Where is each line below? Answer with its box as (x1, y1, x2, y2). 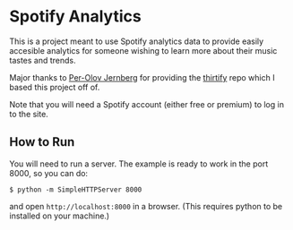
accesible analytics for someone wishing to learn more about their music (9, 45, 278, 55)
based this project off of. (9, 81, 100, 92)
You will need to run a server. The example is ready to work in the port (9, 158, 269, 169)
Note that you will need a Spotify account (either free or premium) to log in (9, 98, 285, 109)
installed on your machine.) (9, 210, 110, 221)
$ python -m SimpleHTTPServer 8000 (9, 185, 142, 194)
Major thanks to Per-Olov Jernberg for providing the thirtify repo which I (9, 72, 275, 82)
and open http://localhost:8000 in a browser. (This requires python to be (9, 200, 283, 211)
